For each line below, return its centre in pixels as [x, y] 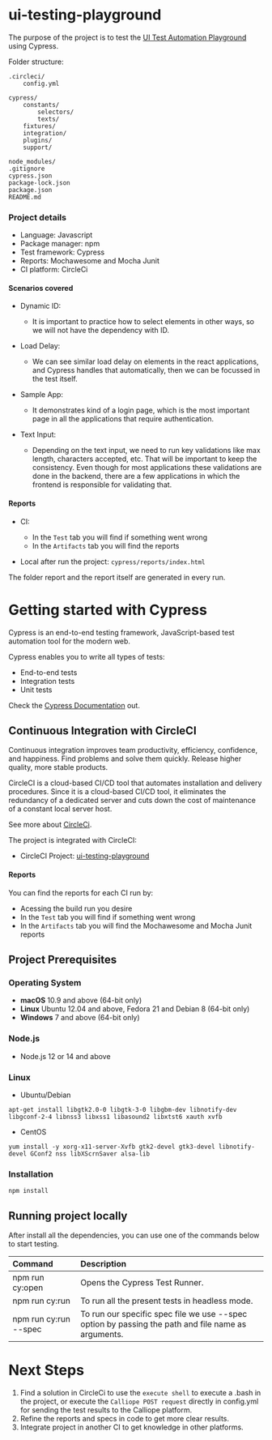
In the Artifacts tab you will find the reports [106, 545]
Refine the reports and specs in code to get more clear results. [124, 1418]
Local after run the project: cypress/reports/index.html [113, 562]
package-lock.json [39, 183]
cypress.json [30, 176]
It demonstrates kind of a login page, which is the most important [141, 410]
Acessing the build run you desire [76, 908]
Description [104, 1263]
